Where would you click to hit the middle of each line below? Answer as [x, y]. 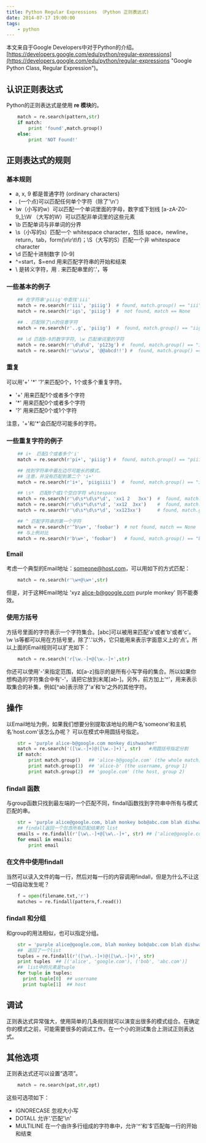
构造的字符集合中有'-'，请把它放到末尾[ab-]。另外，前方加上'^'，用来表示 [104, 679]
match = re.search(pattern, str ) [59, 117]
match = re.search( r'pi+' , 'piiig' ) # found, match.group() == [101, 460]
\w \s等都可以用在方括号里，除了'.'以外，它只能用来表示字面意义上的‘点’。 [99, 639]
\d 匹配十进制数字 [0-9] [45, 254]
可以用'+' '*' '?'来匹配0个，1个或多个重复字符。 [66, 382]
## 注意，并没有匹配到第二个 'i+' [56, 476]
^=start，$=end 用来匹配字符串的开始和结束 [71, 262]
